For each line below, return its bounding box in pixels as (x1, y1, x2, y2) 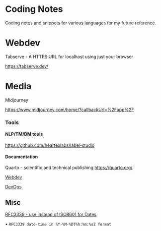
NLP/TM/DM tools (5, 131, 43, 137)
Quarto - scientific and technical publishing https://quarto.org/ (5, 165, 133, 171)
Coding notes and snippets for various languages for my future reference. (5, 20, 157, 26)
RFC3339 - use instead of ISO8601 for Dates (5, 211, 97, 217)
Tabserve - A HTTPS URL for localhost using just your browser (5, 54, 133, 59)
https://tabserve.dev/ (5, 63, 49, 69)
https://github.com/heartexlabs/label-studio (5, 142, 95, 148)
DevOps (5, 184, 22, 190)
